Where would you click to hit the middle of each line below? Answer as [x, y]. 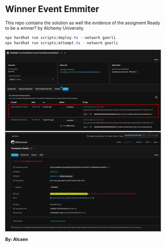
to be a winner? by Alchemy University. [45, 28]
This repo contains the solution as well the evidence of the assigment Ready [83, 23]
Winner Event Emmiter [52, 9]
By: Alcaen [17, 239]
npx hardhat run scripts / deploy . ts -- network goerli [61, 38]
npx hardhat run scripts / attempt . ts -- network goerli [62, 43]
